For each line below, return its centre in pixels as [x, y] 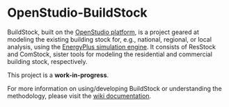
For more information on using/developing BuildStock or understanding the [114, 88]
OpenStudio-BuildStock [77, 13]
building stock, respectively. [48, 61]
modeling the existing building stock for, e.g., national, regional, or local [110, 39]
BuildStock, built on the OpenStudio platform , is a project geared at [103, 32]
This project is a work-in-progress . [58, 75]
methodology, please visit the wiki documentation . [79, 96]
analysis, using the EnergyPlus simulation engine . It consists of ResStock [112, 47]
